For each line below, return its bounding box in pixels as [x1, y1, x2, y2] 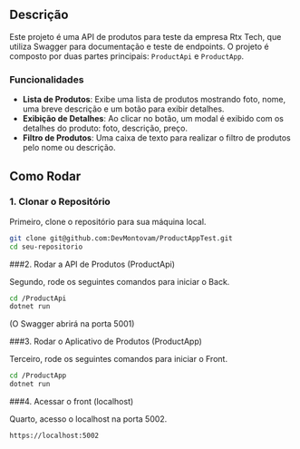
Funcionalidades [9, 73, 84, 85]
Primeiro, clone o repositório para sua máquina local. [9, 216, 207, 227]
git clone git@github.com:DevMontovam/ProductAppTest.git [9, 233, 233, 243]
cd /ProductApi [9, 294, 67, 303]
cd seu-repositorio [9, 242, 83, 251]
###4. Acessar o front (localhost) [9, 396, 134, 407]
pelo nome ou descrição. [22, 142, 116, 153]
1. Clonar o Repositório [9, 195, 111, 208]
